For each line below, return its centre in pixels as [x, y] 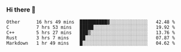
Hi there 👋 [21, 10]
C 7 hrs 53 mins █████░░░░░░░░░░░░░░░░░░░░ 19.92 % [90, 28]
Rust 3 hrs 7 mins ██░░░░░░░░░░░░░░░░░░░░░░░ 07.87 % [90, 38]
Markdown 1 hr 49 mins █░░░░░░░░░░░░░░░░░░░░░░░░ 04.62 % [90, 44]
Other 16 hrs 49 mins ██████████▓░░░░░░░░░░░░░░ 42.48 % [90, 22]
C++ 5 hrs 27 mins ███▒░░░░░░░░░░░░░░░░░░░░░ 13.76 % [90, 33]
